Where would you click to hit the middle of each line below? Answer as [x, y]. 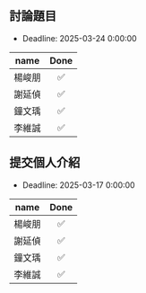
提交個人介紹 [45, 163]
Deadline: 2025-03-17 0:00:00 [79, 185]
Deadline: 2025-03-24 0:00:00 [79, 38]
